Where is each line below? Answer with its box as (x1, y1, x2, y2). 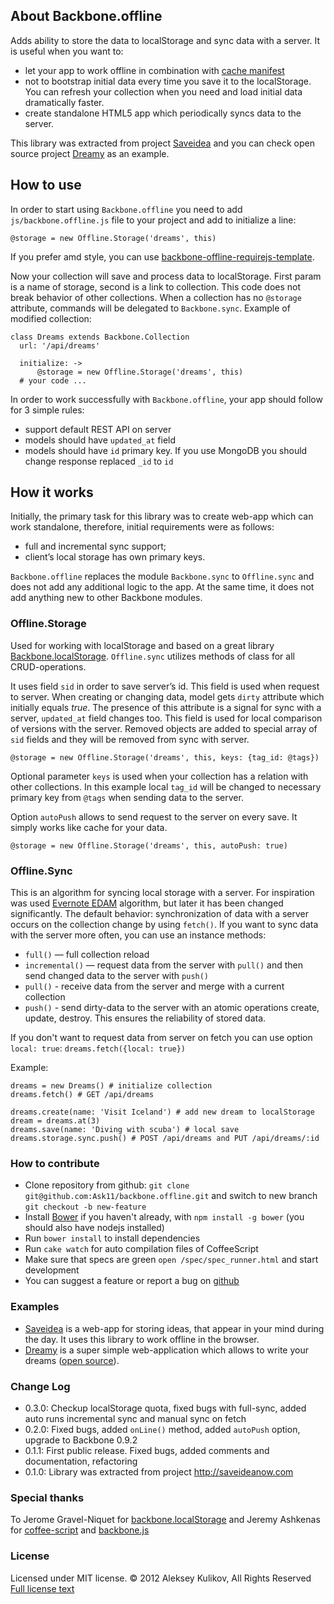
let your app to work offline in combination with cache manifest (24, 64, 285, 76)
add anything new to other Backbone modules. (10, 592, 203, 604)
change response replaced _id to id (24, 455, 174, 467)
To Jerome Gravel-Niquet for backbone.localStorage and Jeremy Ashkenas (10, 1514, 321, 1526)
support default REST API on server (24, 423, 172, 435)
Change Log (10, 1379, 71, 1393)
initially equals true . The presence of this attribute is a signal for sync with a (10, 701, 322, 713)
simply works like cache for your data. (10, 821, 168, 833)
